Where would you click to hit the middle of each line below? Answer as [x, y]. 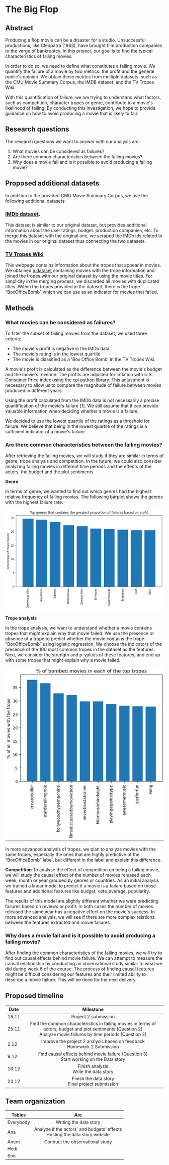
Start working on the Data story [93, 1059]
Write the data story [93, 1071]
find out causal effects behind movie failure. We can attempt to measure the [84, 958]
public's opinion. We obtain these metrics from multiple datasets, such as [81, 77]
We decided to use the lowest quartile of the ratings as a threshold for [77, 421]
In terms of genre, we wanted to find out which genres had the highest [78, 491]
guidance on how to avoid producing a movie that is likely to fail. [72, 113]
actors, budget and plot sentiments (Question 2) [93, 1029]
